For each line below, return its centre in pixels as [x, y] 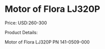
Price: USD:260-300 [26, 23]
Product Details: [21, 32]
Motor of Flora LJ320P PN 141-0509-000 [47, 42]
